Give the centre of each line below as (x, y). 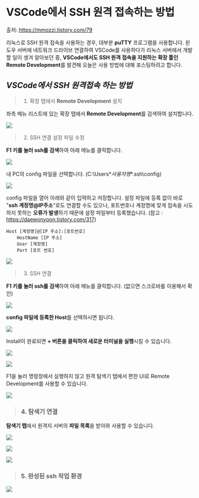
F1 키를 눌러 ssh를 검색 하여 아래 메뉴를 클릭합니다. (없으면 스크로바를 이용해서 (96, 286)
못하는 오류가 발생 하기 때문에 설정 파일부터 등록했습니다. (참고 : (90, 213)
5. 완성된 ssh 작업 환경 (51, 476)
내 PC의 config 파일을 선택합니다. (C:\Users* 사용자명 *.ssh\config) (84, 174)
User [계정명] (32, 244)
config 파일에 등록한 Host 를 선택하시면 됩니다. (60, 317)
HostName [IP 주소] (40, 238)
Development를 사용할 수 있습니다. (47, 383)
